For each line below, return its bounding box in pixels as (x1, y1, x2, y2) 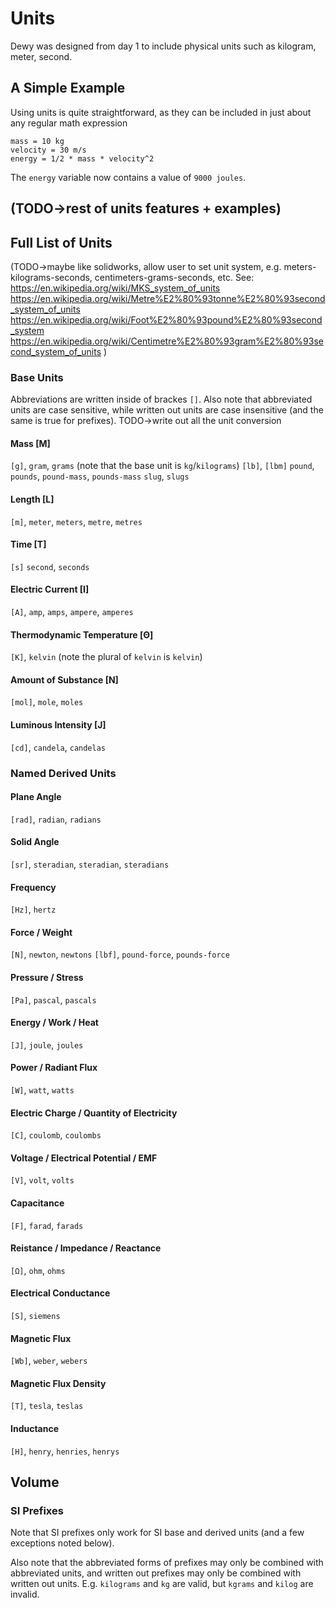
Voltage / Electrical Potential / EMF (10, 1152, 158, 1164)
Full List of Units (10, 234, 113, 251)
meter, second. (10, 50, 73, 62)
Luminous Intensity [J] (10, 719, 107, 731)
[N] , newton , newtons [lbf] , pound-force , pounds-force (10, 948, 230, 961)
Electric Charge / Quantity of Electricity (10, 1107, 178, 1119)
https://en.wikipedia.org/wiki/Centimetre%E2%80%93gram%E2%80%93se (10, 335, 324, 347)
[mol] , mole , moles (10, 696, 84, 708)
